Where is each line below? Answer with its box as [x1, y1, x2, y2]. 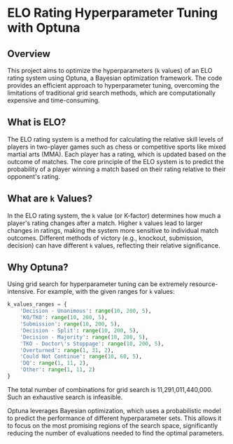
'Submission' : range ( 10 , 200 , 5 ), [20, 321, 120, 328]
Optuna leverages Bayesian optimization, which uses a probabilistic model [7, 406, 222, 415]
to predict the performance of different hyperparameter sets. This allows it [7, 414, 222, 422]
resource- [189, 280, 218, 288]
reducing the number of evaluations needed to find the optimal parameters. [7, 429, 225, 437]
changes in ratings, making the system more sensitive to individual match [7, 226, 219, 234]
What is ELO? [7, 116, 66, 128]
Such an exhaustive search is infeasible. [7, 393, 123, 401]
